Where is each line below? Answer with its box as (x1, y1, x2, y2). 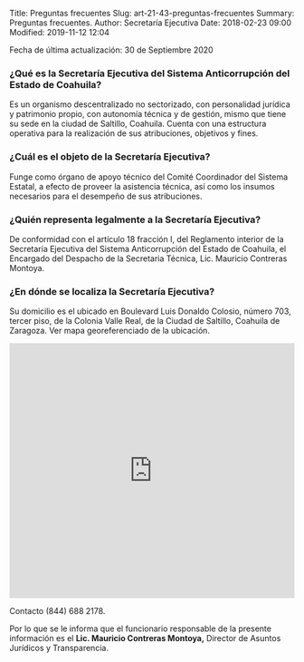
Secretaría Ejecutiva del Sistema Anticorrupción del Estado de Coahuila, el (9, 243, 287, 254)
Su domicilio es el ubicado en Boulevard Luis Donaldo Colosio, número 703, (9, 306, 291, 316)
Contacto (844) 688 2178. (9, 606, 106, 617)
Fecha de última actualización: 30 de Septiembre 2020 (9, 44, 214, 55)
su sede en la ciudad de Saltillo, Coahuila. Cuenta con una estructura (9, 118, 267, 130)
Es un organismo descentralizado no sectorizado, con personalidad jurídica (9, 99, 291, 110)
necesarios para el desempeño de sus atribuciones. (9, 190, 203, 201)
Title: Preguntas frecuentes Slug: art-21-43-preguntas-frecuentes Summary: (9, 8, 295, 18)
